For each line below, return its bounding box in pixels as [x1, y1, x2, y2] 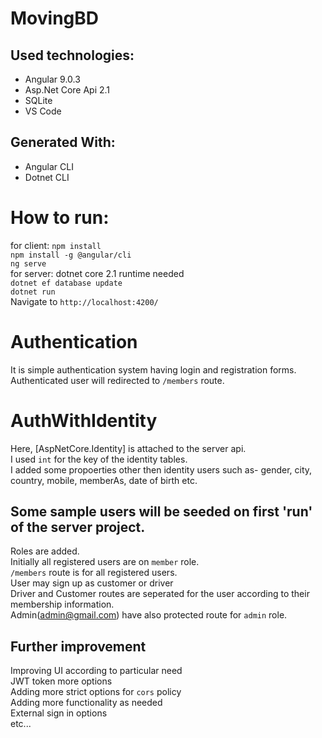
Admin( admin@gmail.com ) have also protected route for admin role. [10, 609, 288, 621]
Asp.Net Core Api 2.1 [24, 84, 111, 96]
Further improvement [10, 638, 147, 655]
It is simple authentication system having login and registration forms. [10, 363, 297, 376]
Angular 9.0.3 [24, 73, 81, 85]
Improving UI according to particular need [10, 665, 183, 677]
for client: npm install [10, 239, 102, 251]
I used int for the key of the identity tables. [10, 453, 188, 465]
